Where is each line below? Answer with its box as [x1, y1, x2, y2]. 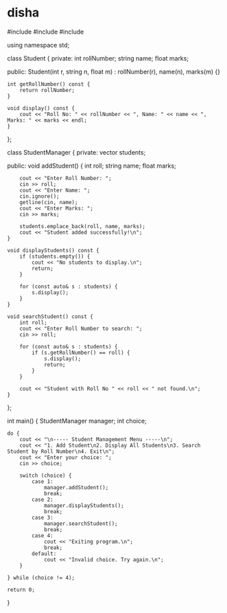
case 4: [32, 532, 53, 539]
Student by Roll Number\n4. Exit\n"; [7, 448, 115, 455]
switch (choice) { [19, 472, 72, 479]
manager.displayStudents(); [43, 502, 125, 509]
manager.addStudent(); [43, 484, 109, 491]
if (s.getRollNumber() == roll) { [32, 349, 130, 356]
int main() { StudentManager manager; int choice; [7, 416, 147, 425]
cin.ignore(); [19, 192, 60, 200]
